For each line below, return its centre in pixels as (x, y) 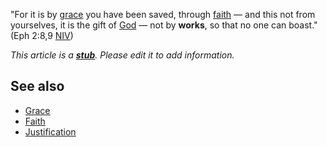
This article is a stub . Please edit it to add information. (122, 55)
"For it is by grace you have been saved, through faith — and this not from (163, 14)
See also (37, 86)
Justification (50, 131)
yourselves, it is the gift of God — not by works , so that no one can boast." (164, 25)
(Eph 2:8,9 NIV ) (42, 35)
